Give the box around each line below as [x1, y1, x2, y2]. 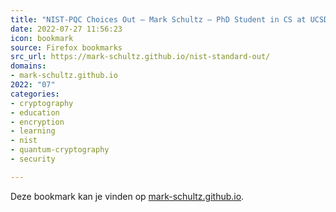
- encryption [10, 117, 65, 127]
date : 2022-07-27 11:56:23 [10, 24, 123, 34]
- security [10, 154, 56, 164]
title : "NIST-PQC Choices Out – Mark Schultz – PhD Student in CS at [10, 14, 307, 25]
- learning [10, 126, 56, 136]
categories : [10, 89, 60, 99]
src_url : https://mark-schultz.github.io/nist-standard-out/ [10, 52, 271, 62]
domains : [10, 61, 47, 71]
